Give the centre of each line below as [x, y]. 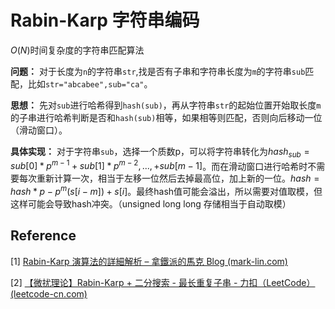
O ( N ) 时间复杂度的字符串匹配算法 [77, 50]
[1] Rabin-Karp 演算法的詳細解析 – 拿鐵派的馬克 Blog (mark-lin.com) [149, 261]
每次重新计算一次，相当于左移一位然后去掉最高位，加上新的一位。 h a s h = [169, 178]
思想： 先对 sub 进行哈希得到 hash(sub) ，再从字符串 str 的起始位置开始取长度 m [166, 105]
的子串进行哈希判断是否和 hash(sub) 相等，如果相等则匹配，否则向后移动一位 [166, 117]
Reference [43, 236]
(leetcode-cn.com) [49, 293]
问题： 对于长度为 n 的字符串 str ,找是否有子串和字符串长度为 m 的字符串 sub [158, 71]
